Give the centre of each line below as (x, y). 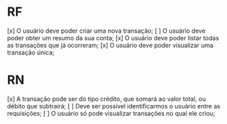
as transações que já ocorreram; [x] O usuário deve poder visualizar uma (110, 45)
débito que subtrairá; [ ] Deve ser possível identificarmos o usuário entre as (114, 106)
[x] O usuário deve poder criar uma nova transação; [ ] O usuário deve (106, 31)
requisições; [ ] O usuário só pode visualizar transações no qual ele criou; (111, 113)
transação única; (31, 52)
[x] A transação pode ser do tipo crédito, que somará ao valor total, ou (107, 99)
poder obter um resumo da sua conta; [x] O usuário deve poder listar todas (113, 37)
